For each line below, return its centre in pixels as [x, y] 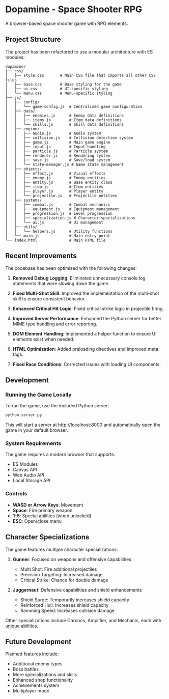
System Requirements [33, 443]
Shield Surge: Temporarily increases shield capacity [75, 600]
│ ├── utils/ [21, 227]
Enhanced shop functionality [43, 680]
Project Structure [33, 39]
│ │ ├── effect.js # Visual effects [55, 173]
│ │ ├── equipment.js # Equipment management [62, 209]
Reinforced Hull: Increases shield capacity [64, 605]
